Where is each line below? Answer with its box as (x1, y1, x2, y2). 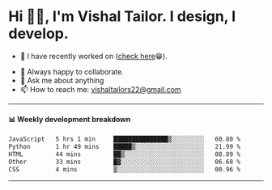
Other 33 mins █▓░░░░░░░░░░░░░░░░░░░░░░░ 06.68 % (8, 158, 241, 166)
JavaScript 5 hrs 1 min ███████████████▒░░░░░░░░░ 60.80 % (8, 135, 241, 144)
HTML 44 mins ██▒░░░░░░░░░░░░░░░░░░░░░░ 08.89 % (8, 150, 241, 158)
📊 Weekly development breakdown (8, 114, 131, 124)
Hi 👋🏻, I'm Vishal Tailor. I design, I (8, 7, 236, 26)
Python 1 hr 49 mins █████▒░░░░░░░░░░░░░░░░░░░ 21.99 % (8, 143, 241, 151)
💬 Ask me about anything (19, 75, 104, 85)
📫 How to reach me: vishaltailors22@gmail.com (19, 84, 181, 94)
